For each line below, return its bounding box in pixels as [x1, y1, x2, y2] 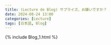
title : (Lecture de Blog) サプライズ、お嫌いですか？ [5, 7, 107, 12]
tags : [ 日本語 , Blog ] [5, 21, 47, 26]
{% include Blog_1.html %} [5, 34, 58, 40]
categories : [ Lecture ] [5, 16, 51, 21]
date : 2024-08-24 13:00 [5, 12, 54, 17]
